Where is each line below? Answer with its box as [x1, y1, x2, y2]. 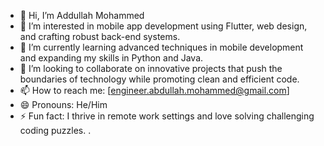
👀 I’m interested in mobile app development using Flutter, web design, [19, 20, 308, 32]
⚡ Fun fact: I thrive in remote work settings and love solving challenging [19, 110, 315, 122]
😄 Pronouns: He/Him [19, 99, 108, 110]
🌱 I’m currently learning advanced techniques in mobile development [19, 41, 304, 53]
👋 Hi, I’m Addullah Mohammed [19, 10, 145, 21]
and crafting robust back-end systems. [19, 31, 181, 42]
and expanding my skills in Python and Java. [19, 52, 204, 64]
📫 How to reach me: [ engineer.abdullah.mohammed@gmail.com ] [19, 85, 290, 96]
